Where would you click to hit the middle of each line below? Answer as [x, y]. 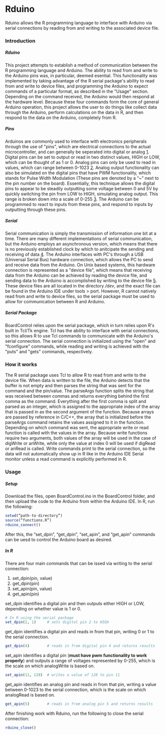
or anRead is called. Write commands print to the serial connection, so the [80, 449]
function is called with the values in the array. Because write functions [76, 433]
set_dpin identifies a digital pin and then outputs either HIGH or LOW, [75, 603]
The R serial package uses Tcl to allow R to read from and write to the [76, 375]
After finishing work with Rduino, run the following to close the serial [74, 713]
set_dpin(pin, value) [32, 578]
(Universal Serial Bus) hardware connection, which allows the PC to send [79, 259]
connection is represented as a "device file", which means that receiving [79, 270]
